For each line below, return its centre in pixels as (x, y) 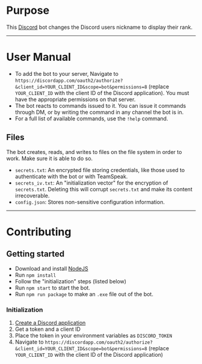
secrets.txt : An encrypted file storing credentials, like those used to (100, 170)
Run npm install (35, 275)
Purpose (28, 11)
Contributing (39, 232)
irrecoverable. (32, 196)
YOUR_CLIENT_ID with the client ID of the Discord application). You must (102, 93)
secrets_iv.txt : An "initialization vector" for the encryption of (91, 183)
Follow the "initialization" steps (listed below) (71, 281)
